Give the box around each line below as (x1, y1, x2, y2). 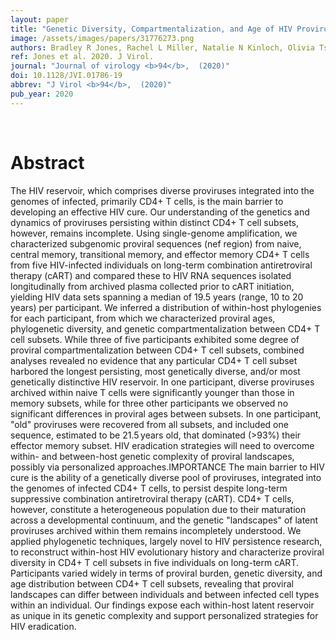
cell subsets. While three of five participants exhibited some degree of (10, 333, 300, 345)
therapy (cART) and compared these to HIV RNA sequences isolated (10, 269, 292, 281)
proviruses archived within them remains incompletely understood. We (10, 524, 302, 536)
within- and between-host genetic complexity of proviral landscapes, (10, 450, 295, 462)
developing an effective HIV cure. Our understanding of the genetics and (10, 206, 310, 218)
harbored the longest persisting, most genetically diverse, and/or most (10, 365, 301, 377)
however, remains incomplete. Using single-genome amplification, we (10, 227, 298, 239)
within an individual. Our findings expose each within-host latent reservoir (10, 599, 315, 611)
